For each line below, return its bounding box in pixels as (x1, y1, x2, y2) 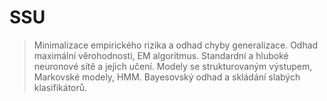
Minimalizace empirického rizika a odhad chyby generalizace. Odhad (33, 39, 319, 51)
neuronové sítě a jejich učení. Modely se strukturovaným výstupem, (33, 60, 313, 72)
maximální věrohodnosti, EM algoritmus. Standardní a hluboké (33, 49, 289, 61)
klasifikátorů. (33, 81, 88, 93)
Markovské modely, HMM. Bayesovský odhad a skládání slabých (33, 71, 301, 83)
